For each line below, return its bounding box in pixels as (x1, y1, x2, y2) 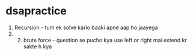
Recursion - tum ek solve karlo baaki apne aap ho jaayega (14, 24, 158, 31)
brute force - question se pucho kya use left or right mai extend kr (23, 36, 188, 43)
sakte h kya (23, 43, 52, 50)
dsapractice (5, 4, 67, 18)
